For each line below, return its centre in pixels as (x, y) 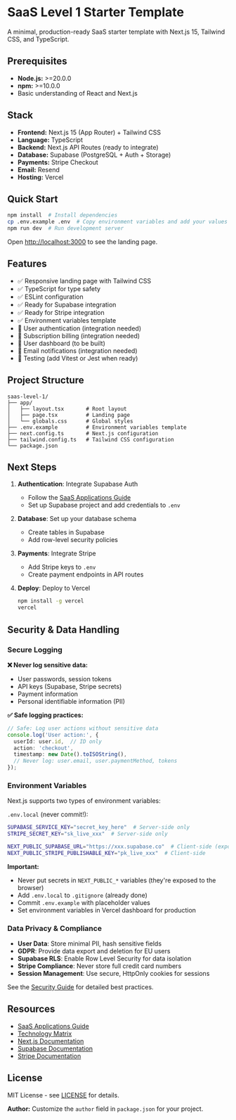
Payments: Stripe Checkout (58, 162)
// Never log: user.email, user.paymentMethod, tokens (96, 761)
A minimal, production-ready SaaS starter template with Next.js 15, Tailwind (116, 32)
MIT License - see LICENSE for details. (63, 1095)
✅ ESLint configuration (50, 297)
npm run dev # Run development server (66, 228)
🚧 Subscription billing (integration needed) (79, 335)
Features (27, 264)
